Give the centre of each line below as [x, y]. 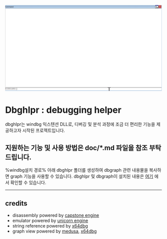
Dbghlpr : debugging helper [63, 110]
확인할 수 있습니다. [28, 183]
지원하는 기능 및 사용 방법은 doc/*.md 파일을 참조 [77, 148]
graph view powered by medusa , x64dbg [54, 231]
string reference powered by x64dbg [50, 226]
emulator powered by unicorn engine [50, 221]
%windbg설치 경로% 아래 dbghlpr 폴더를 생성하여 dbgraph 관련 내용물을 [77, 170]
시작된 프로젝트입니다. [44, 131]
